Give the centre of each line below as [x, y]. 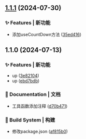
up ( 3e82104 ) [26, 76]
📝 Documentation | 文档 [33, 95]
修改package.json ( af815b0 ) [40, 131]
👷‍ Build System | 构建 [30, 120]
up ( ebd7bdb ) [26, 81]
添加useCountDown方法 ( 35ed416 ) [47, 34]
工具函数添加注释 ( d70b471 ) [40, 106]
